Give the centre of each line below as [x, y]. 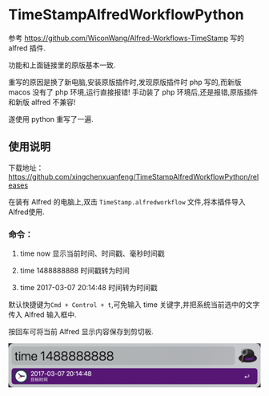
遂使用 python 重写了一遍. [51, 119]
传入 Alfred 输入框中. [42, 315]
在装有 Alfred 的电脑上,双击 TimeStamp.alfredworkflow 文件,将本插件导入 [127, 201]
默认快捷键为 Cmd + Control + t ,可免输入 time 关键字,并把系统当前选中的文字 [134, 305]
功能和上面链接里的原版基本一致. [62, 65]
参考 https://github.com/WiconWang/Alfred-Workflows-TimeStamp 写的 [126, 38]
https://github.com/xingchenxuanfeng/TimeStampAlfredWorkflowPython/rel [134, 176]
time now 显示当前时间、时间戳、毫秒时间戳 [92, 253]
